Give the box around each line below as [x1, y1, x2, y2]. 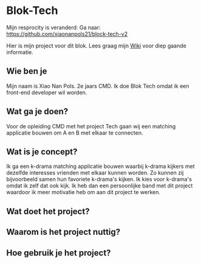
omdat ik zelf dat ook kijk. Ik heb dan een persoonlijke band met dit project [6, 182, 193, 189]
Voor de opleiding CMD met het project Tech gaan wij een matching [6, 122, 176, 130]
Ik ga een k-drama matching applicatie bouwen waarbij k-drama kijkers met [6, 162, 196, 170]
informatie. [6, 48, 33, 55]
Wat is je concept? [6, 147, 78, 157]
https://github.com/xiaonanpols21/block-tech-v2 [6, 30, 128, 37]
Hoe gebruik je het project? [6, 248, 111, 258]
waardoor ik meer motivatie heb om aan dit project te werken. [6, 189, 161, 196]
